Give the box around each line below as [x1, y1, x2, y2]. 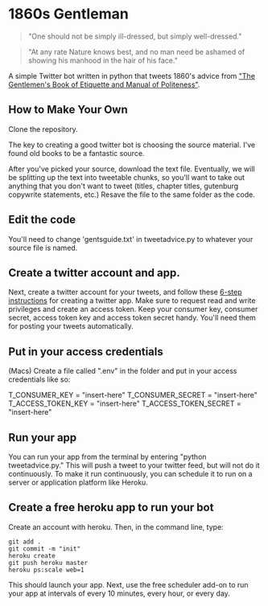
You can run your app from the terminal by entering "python [8, 452, 207, 461]
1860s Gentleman [8, 5, 129, 23]
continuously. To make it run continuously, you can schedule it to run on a [8, 469, 253, 478]
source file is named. [8, 243, 78, 252]
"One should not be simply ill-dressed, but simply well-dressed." [27, 31, 242, 41]
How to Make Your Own [8, 103, 129, 117]
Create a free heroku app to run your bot [8, 501, 214, 514]
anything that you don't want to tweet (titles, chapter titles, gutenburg [8, 181, 239, 190]
